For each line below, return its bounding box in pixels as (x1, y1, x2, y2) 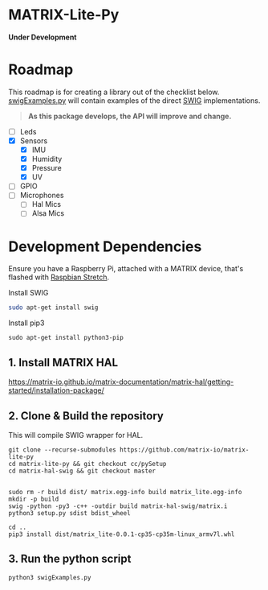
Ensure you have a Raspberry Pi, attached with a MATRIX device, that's (8, 264, 244, 274)
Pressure (31, 163, 62, 173)
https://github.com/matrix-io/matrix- (119, 445, 250, 454)
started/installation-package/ (8, 386, 104, 395)
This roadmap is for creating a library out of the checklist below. (8, 87, 220, 97)
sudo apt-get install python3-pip (8, 334, 124, 342)
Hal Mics (31, 200, 62, 209)
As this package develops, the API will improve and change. (27, 111, 232, 121)
